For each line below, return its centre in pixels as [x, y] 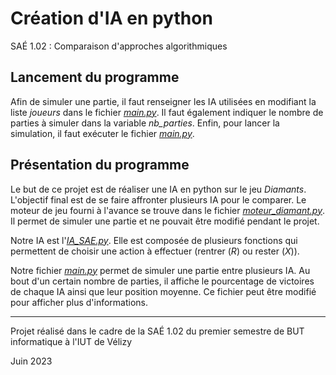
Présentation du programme [100, 165]
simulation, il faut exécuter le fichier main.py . [102, 133]
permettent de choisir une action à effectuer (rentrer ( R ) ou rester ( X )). [155, 251]
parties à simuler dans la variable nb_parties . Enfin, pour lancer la [145, 123]
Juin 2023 [31, 361]
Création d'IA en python [111, 18]
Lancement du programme [95, 77]
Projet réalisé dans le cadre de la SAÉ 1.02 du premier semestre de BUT [157, 331]
